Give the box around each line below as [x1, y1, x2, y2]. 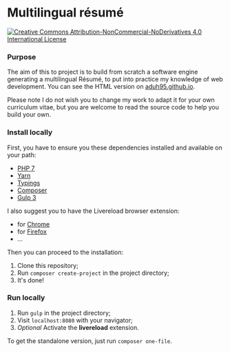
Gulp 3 [17, 193, 36, 201]
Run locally [7, 293, 45, 302]
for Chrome [17, 220, 50, 228]
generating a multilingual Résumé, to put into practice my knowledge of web [7, 75, 224, 83]
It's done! [17, 276, 45, 284]
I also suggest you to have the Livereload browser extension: [7, 207, 180, 215]
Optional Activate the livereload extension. [17, 323, 139, 331]
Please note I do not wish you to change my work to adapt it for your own [7, 96, 215, 104]
